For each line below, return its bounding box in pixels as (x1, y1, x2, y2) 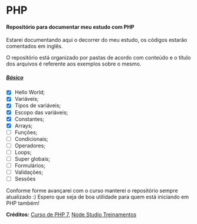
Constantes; (14, 116, 45, 123)
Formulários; (14, 162, 45, 169)
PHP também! (6, 200, 40, 207)
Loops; (14, 149, 32, 156)
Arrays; (14, 122, 33, 129)
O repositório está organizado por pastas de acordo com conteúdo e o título (6, 54, 191, 61)
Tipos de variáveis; (14, 102, 61, 109)
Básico (6, 74, 24, 81)
